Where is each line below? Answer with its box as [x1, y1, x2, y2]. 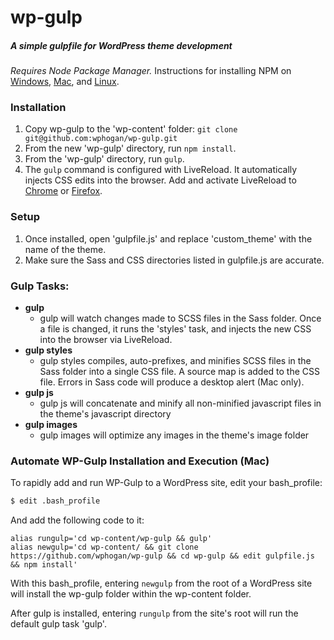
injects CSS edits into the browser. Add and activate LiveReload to [24, 174, 297, 186]
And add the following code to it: [10, 514, 145, 526]
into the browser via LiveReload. [39, 334, 173, 346]
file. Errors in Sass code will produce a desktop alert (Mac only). [39, 376, 305, 388]
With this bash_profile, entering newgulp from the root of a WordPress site [10, 577, 313, 590]
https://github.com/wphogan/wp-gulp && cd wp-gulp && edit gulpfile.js [10, 551, 315, 561]
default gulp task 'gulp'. [10, 618, 107, 630]
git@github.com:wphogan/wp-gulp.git [24, 134, 178, 144]
